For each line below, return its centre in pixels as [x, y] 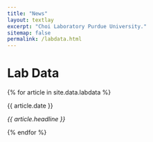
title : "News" [28, 13]
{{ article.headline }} [36, 119]
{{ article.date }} [30, 106]
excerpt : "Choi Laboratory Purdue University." [77, 26]
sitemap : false [29, 33]
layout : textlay [30, 20]
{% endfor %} [27, 132]
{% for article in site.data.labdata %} [59, 92]
